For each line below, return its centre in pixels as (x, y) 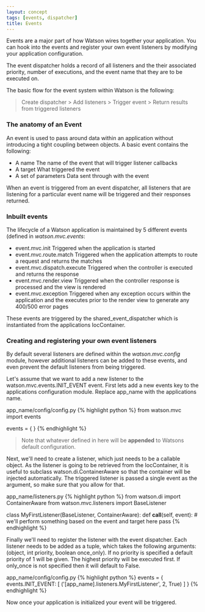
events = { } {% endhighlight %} (46, 429)
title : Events (24, 23)
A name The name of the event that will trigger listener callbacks (96, 163)
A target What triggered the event (57, 169)
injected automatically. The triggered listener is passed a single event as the (102, 478)
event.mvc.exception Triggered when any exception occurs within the (103, 293)
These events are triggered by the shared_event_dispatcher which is (92, 318)
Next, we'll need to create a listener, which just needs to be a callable (93, 459)
